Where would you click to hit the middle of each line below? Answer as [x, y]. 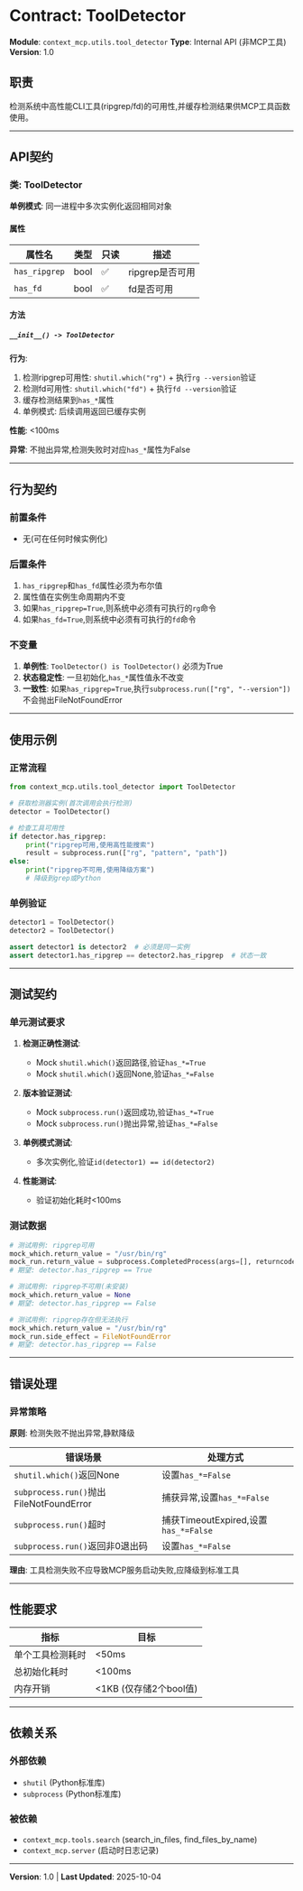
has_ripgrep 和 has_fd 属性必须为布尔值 [92, 586]
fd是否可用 [151, 289]
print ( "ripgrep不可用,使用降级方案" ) [90, 870]
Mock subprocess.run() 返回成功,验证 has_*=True [125, 1112]
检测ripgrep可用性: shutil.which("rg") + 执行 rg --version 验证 [139, 378]
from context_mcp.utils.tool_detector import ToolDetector [123, 787]
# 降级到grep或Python [64, 879]
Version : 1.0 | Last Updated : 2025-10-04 [86, 1877]
